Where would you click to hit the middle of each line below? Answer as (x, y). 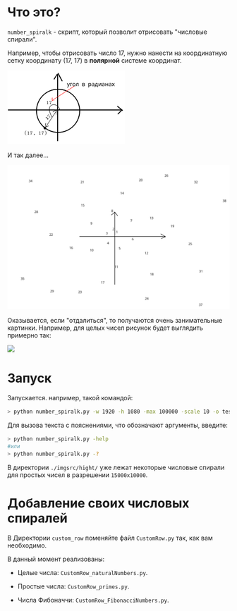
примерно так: (29, 335)
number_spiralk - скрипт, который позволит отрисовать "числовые (108, 32)
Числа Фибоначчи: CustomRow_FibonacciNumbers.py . (93, 600)
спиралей (38, 518)
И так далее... (28, 155)
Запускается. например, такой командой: (70, 398)
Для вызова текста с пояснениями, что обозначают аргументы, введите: (117, 425)
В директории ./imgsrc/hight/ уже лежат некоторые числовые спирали (116, 467)
